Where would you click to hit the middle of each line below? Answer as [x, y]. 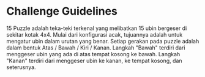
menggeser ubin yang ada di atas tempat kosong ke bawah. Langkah [93, 54]
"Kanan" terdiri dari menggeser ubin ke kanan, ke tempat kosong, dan [94, 61]
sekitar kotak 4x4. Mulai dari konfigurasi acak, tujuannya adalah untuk [95, 34]
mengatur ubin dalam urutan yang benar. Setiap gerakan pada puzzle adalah [103, 41]
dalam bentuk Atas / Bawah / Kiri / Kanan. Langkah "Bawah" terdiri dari [96, 48]
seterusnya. [21, 67]
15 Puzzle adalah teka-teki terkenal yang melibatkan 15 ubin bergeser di [97, 28]
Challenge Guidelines [62, 11]
